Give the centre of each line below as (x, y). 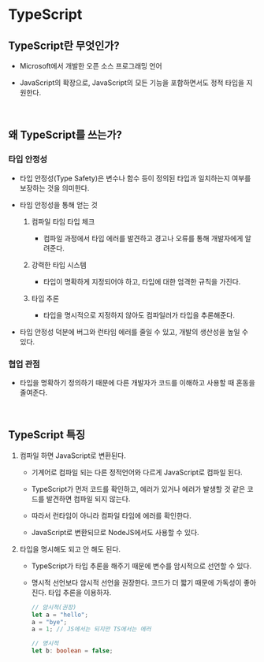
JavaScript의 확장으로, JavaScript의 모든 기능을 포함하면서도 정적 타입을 (132, 83)
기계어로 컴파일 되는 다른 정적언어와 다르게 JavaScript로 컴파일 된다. (137, 472)
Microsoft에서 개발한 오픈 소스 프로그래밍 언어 (91, 66)
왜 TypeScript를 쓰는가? (65, 135)
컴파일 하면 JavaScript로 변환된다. (73, 456)
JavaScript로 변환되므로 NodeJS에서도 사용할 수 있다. (115, 532)
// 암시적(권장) (54, 607)
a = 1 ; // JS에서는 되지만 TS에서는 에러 (91, 629)
